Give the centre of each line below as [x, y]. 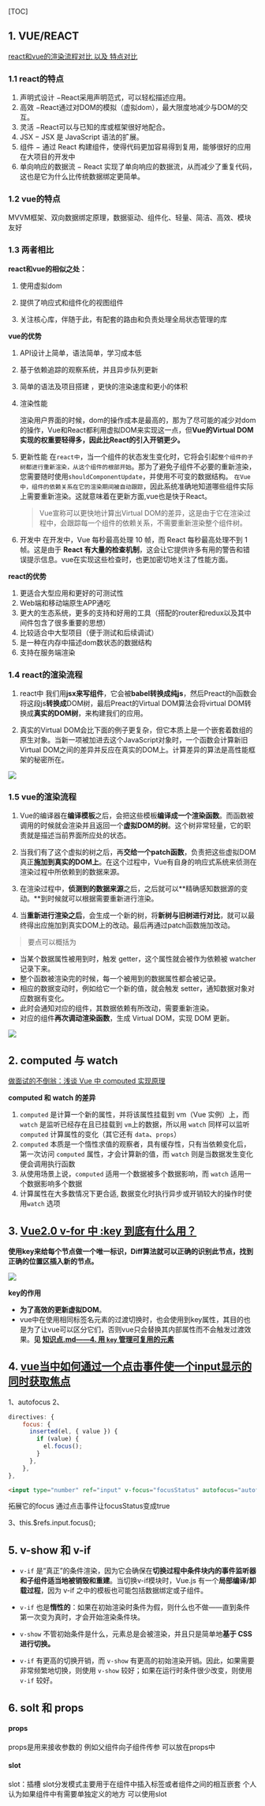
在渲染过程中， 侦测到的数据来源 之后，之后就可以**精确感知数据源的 [130, 889]
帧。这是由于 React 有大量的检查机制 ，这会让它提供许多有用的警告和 [131, 550]
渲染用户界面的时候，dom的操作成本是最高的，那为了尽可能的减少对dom [138, 420]
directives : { [32, 1417]
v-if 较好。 [38, 1680]
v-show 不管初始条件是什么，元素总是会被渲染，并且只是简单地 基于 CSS [136, 1634]
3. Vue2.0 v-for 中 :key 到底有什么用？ [103, 1231]
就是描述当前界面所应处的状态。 [78, 835]
